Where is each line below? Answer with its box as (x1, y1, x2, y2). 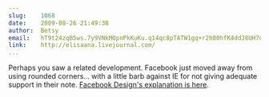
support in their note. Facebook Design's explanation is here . (8, 80, 210, 90)
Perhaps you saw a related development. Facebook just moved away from (8, 63, 253, 72)
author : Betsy (8, 26, 59, 34)
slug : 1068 (8, 11, 56, 20)
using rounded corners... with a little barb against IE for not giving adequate (8, 72, 258, 81)
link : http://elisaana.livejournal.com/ (8, 41, 156, 49)
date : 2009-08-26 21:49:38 (8, 19, 110, 27)
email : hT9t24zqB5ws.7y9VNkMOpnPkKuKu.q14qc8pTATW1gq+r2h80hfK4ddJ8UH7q (8, 33, 263, 42)
